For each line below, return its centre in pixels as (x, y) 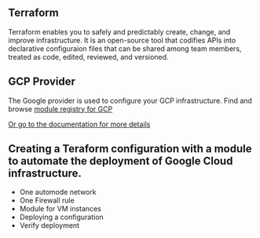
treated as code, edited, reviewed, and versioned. (88, 57)
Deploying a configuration (61, 217)
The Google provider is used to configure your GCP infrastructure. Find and (130, 101)
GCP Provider (42, 82)
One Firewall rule (47, 200)
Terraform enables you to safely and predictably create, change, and (119, 31)
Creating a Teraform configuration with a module (130, 149)
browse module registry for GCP (60, 108)
